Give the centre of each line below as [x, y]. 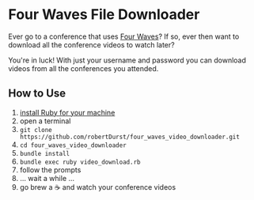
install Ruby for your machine [67, 112]
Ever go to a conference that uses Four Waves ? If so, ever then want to [124, 36]
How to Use [37, 94]
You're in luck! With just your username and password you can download [127, 60]
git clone [36, 130]
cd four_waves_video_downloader [73, 145]
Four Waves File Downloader [104, 15]
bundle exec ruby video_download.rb [80, 162]
